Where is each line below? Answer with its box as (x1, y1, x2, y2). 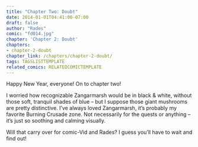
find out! (6, 135, 27, 142)
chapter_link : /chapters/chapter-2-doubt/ (6, 53, 113, 59)
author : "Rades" (6, 25, 46, 32)
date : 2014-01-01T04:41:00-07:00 (6, 14, 89, 20)
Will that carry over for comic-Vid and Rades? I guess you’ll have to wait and (6, 129, 193, 136)
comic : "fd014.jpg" (6, 31, 55, 37)
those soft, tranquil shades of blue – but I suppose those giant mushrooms (6, 98, 188, 105)
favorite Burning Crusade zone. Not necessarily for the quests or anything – (6, 111, 191, 118)
